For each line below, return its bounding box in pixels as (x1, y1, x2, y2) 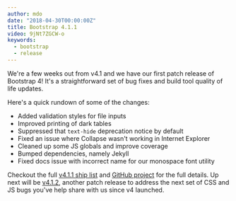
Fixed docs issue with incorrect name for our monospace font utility (17, 156, 216, 165)
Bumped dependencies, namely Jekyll (17, 149, 129, 158)
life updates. (7, 84, 44, 93)
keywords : (7, 37, 37, 44)
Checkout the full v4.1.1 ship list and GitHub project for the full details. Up (7, 171, 219, 179)
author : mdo (7, 10, 42, 18)
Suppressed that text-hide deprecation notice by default (17, 127, 184, 135)
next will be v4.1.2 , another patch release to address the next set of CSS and (7, 178, 230, 186)
